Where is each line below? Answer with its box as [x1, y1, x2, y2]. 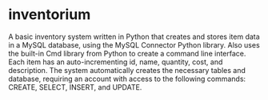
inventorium [8, 6, 91, 24]
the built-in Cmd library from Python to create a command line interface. [8, 48, 246, 58]
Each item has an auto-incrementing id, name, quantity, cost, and [8, 57, 223, 67]
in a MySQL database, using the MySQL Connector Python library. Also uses [8, 40, 260, 49]
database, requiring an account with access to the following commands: [8, 74, 246, 83]
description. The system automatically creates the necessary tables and [8, 65, 246, 75]
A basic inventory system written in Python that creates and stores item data [8, 32, 260, 41]
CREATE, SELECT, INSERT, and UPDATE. [8, 82, 142, 92]
